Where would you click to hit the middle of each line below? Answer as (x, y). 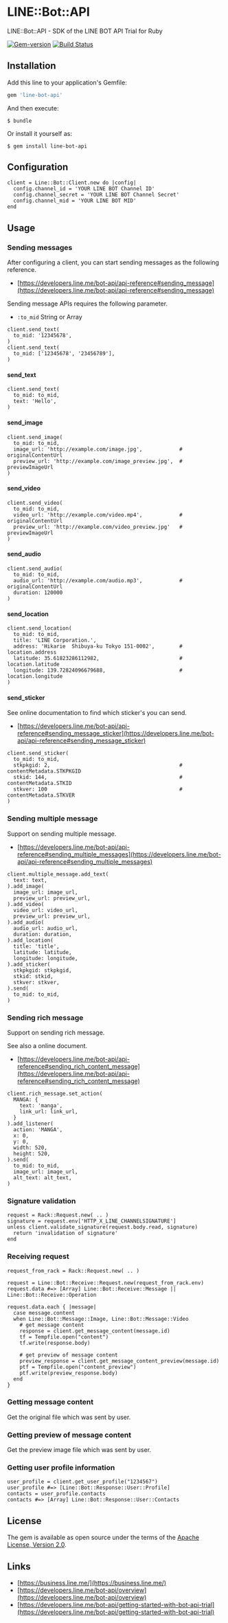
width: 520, (31, 1148)
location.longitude (35, 677)
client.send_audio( (35, 568)
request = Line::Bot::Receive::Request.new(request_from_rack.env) (106, 1283)
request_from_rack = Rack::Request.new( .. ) (73, 1271)
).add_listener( (30, 1124)
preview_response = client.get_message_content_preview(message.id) (119, 1361)
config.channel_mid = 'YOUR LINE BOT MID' (75, 201)
